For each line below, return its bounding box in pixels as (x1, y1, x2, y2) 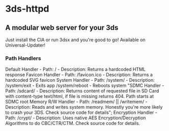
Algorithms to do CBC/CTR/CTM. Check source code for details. (5, 120, 140, 126)
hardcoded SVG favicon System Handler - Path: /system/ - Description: (5, 77, 155, 83)
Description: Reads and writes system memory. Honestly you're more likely (5, 104, 163, 110)
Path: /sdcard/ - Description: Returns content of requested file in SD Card (5, 88, 159, 94)
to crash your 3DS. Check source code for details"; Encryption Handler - (5, 110, 158, 116)
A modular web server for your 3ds (5, 23, 119, 32)
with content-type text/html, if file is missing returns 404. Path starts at (5, 93, 154, 100)
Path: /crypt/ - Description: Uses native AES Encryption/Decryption (5, 115, 146, 121)
